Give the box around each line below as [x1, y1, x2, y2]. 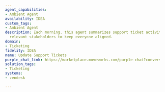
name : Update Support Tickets [5, 52, 67, 58]
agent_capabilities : [5, 7, 48, 12]
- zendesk [5, 75, 26, 80]
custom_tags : [5, 21, 32, 26]
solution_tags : [5, 62, 36, 67]
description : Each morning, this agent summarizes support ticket [5, 30, 144, 35]
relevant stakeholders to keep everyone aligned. [9, 35, 113, 40]
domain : [5, 39, 21, 44]
